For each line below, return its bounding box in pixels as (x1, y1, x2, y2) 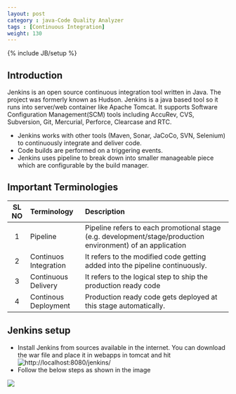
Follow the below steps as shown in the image (17, 365, 151, 374)
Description (84, 206, 125, 216)
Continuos (30, 252, 65, 261)
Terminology (30, 206, 74, 216)
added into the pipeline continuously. (84, 260, 207, 270)
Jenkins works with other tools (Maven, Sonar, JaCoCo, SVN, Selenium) (17, 131, 226, 140)
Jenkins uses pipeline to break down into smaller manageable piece (17, 154, 214, 162)
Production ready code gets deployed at (84, 292, 218, 301)
